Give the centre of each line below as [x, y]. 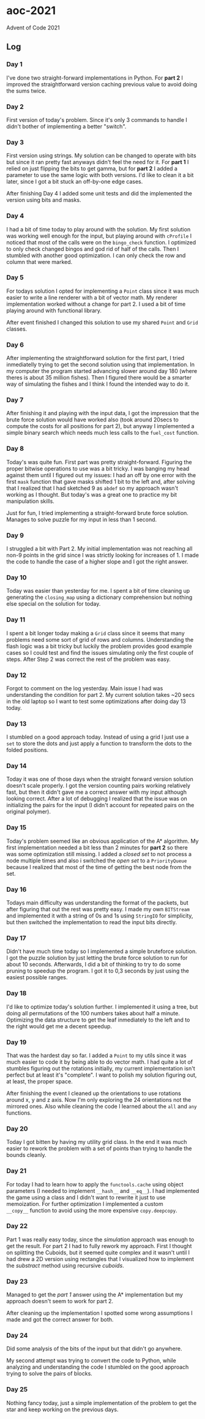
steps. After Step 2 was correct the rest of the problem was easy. [89, 659]
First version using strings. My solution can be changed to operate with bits [102, 156]
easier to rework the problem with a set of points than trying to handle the [99, 1148]
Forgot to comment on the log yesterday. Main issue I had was [85, 688]
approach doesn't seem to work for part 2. [60, 1301]
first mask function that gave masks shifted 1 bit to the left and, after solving [101, 481]
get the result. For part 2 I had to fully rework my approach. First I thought [99, 1246]
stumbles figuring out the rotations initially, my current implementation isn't [101, 1068]
